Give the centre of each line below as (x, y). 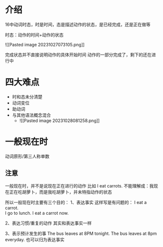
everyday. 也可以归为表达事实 (35, 239)
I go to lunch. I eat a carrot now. (37, 213)
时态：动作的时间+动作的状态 (34, 35)
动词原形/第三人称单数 (27, 156)
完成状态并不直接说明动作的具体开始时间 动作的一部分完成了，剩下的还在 (78, 55)
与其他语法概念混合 (31, 115)
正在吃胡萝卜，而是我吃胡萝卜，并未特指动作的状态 (61, 192)
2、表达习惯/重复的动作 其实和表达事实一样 (48, 223)
